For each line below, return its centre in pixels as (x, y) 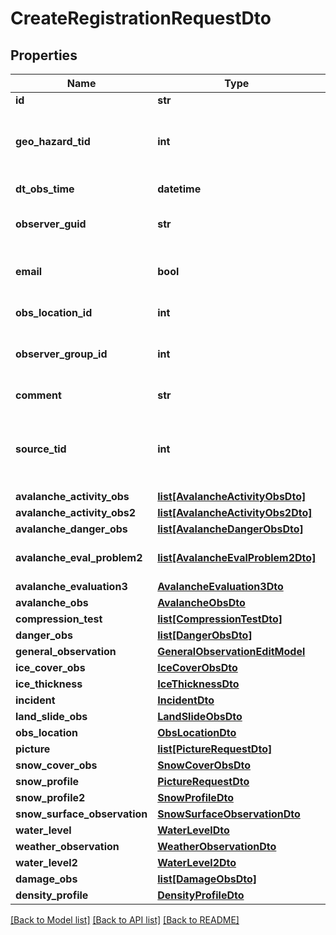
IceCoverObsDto (197, 667)
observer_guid (51, 224)
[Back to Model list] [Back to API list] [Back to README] (125, 920)
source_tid (41, 449)
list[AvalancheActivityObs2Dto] (235, 512)
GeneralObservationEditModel (231, 651)
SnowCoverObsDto (204, 765)
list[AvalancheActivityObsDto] (232, 496)
